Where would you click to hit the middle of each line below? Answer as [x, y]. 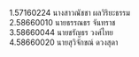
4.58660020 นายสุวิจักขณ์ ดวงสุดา [64, 42]
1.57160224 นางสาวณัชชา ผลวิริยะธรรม [70, 13]
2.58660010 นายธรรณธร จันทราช [62, 22]
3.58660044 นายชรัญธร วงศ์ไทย [61, 32]
